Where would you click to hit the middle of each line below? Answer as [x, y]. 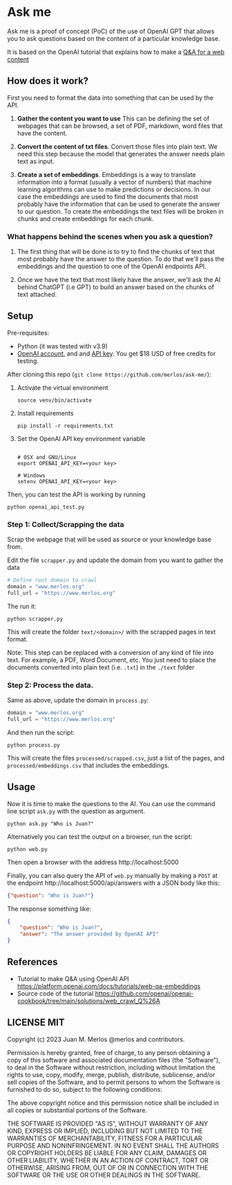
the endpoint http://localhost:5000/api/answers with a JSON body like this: [114, 883]
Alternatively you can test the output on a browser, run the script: [100, 837]
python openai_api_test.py [46, 507]
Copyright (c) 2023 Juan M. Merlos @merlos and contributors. [96, 1039]
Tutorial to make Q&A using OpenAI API [73, 978]
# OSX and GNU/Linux [47, 457]
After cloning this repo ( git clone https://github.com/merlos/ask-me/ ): [109, 374]
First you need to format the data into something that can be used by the [110, 97]
